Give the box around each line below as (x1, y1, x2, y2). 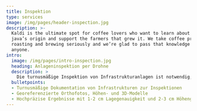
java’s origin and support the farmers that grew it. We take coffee (11, 36, 185, 42)
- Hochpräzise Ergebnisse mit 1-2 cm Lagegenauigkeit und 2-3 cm (11, 96, 175, 102)
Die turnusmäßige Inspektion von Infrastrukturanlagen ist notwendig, (16, 74, 193, 80)
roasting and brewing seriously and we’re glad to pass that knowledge (11, 42, 191, 48)
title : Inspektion (6, 8, 51, 15)
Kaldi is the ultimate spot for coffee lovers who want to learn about (11, 31, 191, 36)
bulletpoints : (11, 80, 46, 86)
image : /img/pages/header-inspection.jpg (6, 19, 109, 25)
